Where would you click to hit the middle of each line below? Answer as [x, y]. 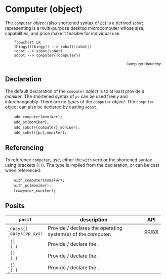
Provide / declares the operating [85, 228]
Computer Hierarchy [144, 64]
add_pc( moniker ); [31, 122]
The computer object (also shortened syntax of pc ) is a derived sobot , [75, 23]
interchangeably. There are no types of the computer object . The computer [80, 101]
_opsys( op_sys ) [25, 234]
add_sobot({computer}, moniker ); [47, 127]
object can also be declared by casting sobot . [51, 107]
